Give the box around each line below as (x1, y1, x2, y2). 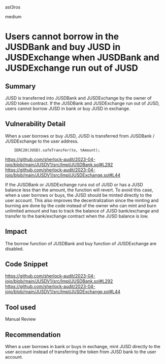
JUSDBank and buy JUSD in (5, 41, 121, 53)
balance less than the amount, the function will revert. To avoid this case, (5, 187, 154, 193)
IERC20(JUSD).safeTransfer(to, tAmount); (14, 147, 100, 152)
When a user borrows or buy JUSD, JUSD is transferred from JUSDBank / (5, 133, 155, 139)
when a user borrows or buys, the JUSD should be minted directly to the (5, 192, 152, 198)
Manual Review (5, 316, 36, 322)
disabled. (5, 246, 24, 252)
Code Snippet (5, 260, 48, 268)
